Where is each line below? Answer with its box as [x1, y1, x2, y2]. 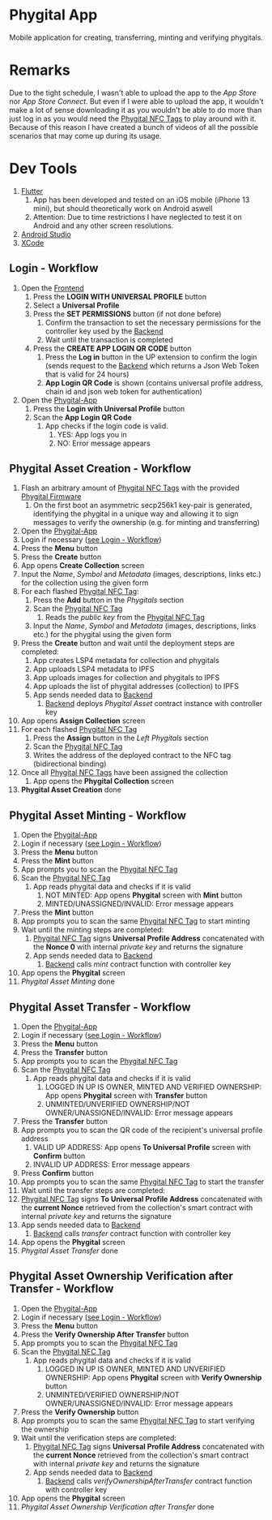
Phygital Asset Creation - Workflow [9, 462, 192, 476]
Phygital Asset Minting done [20, 976, 116, 987]
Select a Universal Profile [32, 300, 120, 310]
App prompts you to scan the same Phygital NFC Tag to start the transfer [20, 1177, 265, 1186]
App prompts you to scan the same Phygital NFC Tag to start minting [20, 916, 250, 926]
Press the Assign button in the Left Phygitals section [32, 733, 209, 743]
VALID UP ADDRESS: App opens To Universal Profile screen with [32, 1143, 252, 1152]
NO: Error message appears [57, 438, 151, 448]
